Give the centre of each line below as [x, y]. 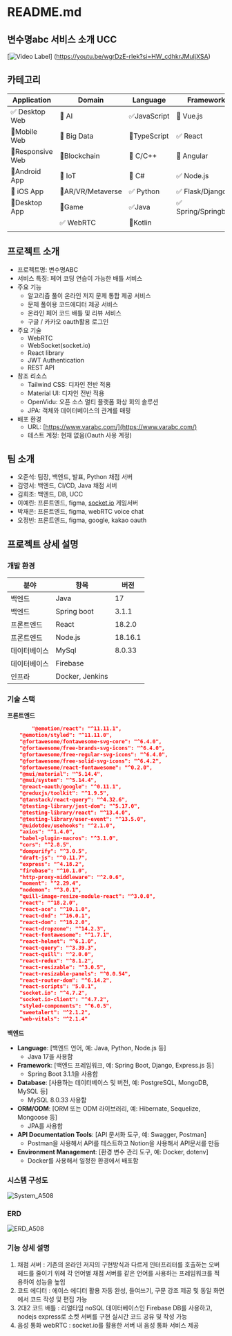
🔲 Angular [192, 155]
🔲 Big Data [77, 136]
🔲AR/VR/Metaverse [91, 191]
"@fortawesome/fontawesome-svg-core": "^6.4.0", [91, 742]
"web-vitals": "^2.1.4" [54, 1019]
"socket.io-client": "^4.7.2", [65, 1000]
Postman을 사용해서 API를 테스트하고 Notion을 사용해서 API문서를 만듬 [123, 1143]
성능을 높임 [50, 1282]
